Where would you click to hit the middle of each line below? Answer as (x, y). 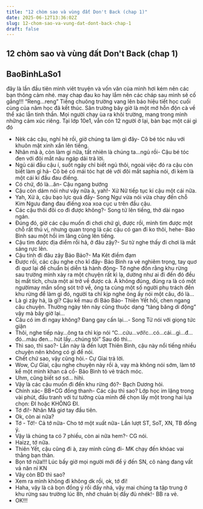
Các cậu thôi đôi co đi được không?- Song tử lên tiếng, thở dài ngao (100, 210)
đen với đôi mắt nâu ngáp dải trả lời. (60, 159)
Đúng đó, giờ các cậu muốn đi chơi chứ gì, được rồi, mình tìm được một (104, 223)
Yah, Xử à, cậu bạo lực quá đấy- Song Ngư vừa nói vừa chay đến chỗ (101, 197)
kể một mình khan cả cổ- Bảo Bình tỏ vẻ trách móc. (79, 372)
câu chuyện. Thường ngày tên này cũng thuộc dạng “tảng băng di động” (105, 307)
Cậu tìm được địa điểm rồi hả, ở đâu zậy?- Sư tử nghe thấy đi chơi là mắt (105, 242)
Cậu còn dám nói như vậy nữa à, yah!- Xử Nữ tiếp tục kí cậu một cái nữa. (106, 191)
